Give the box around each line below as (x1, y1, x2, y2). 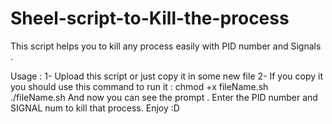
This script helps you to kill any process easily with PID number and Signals (10, 40, 322, 52)
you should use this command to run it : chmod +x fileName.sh (10, 80, 269, 92)
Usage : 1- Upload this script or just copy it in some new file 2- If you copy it (10, 70, 323, 82)
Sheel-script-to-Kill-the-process (10, 7, 290, 30)
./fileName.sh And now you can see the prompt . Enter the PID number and (10, 91, 318, 103)
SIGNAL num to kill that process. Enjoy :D (10, 102, 180, 114)
